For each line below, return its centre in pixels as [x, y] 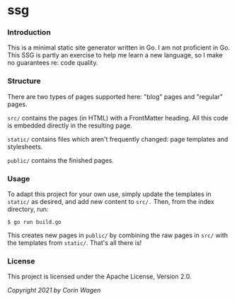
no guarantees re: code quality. [53, 63]
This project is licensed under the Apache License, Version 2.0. [99, 277]
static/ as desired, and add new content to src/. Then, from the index [111, 202]
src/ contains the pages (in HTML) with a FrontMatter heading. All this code [118, 118]
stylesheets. [25, 147]
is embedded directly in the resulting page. [70, 125]
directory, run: [28, 209]
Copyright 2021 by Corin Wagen [54, 290]
